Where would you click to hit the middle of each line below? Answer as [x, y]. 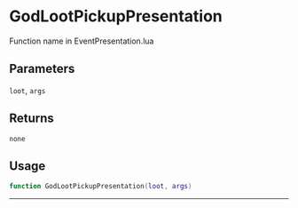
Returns [32, 119]
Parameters [42, 69]
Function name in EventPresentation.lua [82, 41]
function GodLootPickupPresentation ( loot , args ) [101, 187]
